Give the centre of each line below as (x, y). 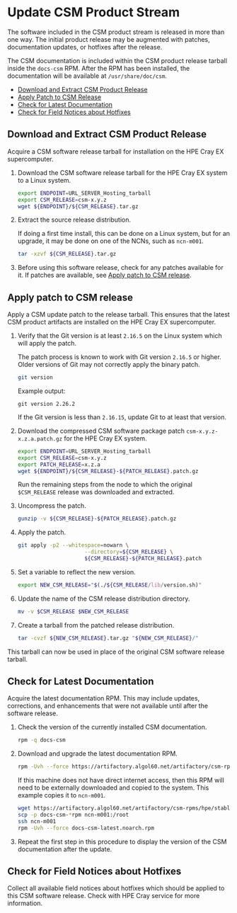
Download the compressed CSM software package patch (101, 431)
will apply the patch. (47, 344)
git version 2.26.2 (46, 404)
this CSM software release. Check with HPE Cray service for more (104, 896)
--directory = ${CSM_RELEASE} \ (129, 552)
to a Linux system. (44, 180)
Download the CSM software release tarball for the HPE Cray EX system (122, 172)
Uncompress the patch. (52, 506)
